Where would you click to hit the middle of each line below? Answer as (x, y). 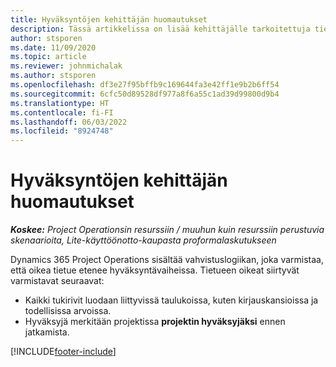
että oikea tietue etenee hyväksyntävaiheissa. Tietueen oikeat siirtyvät (155, 270)
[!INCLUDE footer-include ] (63, 352)
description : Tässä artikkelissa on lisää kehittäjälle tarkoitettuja (160, 29)
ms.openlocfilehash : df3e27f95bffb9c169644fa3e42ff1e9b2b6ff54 (145, 85)
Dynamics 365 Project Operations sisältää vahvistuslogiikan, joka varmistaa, (167, 260)
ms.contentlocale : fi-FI (62, 112)
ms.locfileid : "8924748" (62, 131)
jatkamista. (47, 332)
